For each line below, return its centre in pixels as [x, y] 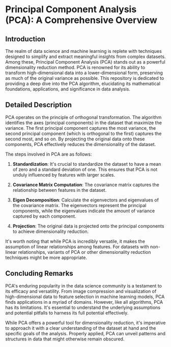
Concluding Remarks [39, 273]
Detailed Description [39, 105]
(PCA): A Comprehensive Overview [81, 20]
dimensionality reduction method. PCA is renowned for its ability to [75, 67]
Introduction [25, 39]
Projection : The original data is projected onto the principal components [88, 226]
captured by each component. [44, 216]
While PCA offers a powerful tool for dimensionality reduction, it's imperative [85, 323]
